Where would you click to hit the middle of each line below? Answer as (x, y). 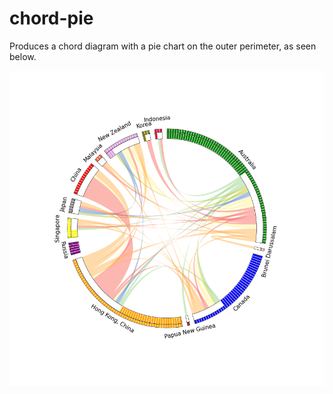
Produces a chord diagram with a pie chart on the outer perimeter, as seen (163, 46)
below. (23, 56)
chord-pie (51, 18)
